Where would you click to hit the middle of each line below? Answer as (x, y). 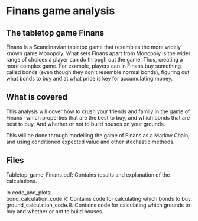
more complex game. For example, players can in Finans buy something (94, 66)
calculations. (22, 181)
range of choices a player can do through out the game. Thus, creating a (95, 60)
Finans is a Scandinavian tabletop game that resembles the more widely (94, 47)
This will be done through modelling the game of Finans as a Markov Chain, (98, 135)
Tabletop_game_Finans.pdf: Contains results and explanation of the (88, 174)
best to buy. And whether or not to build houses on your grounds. (86, 124)
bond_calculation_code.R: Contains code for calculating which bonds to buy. (99, 198)
